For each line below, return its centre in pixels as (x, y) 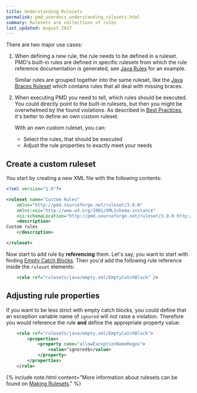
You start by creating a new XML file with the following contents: (84, 178)
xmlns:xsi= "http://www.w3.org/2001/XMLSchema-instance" (86, 210)
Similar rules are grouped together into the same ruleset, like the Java (98, 80)
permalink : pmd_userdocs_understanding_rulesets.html (73, 17)
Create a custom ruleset (51, 164)
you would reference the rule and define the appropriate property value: (93, 322)
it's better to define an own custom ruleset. (67, 116)
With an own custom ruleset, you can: (60, 128)
